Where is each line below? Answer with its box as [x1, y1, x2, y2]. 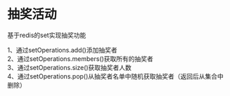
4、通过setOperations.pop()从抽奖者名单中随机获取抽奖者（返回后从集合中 [7, 71, 224, 81]
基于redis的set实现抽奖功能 [7, 31, 87, 39]
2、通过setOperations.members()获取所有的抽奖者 [7, 54, 153, 63]
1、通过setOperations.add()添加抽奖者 [7, 46, 117, 54]
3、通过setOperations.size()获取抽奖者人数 [7, 63, 132, 71]
